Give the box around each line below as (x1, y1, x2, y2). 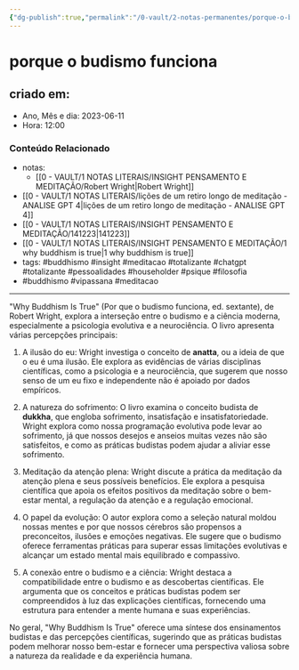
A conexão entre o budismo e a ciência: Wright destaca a (21, 567, 232, 577)
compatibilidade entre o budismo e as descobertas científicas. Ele (21, 576, 264, 587)
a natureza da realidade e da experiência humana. (9, 650, 193, 661)
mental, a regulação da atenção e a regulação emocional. (43, 495, 254, 505)
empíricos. (21, 384, 61, 395)
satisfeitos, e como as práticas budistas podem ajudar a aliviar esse (21, 440, 271, 450)
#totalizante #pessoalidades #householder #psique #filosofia (21, 266, 247, 277)
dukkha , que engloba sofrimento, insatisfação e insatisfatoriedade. (21, 411, 269, 422)
